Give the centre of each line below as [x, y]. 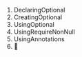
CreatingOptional [38, 17]
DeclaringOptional [39, 10]
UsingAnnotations [39, 39]
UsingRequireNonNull [44, 32]
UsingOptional [34, 24]
